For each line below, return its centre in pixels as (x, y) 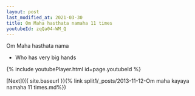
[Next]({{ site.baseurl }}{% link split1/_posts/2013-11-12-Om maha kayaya (98, 81)
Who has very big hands (46, 57)
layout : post (23, 12)
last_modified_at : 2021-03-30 (45, 18)
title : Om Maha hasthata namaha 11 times (60, 23)
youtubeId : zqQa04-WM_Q (36, 29)
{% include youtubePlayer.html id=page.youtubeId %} (74, 69)
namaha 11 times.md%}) (36, 88)
